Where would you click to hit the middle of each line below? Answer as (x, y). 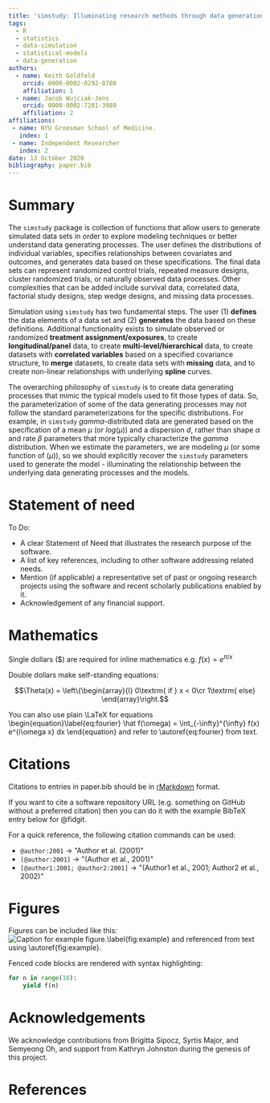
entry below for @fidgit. (47, 819)
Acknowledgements (77, 1018)
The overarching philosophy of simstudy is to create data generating (121, 387)
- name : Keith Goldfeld (55, 76)
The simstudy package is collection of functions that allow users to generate (134, 228)
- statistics (37, 38)
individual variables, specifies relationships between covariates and (120, 254)
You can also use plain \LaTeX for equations (81, 714)
